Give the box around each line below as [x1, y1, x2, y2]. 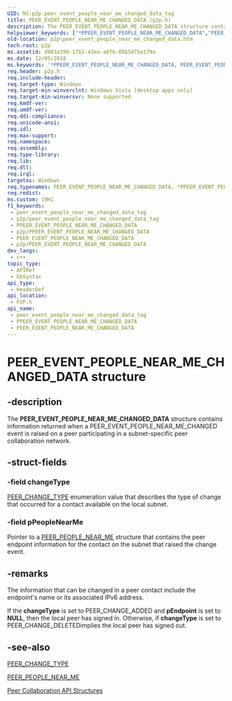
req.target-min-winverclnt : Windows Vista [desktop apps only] [7, 87, 193, 94]
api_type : [7, 279, 36, 286]
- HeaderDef [10, 286, 45, 293]
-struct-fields [7, 456, 67, 468]
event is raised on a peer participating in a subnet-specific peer [7, 429, 188, 437]
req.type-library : [7, 151, 60, 159]
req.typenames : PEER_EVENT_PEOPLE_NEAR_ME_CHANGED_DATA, [7, 184, 175, 190]
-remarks [7, 567, 48, 580]
